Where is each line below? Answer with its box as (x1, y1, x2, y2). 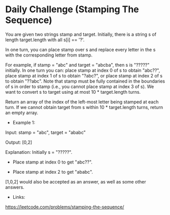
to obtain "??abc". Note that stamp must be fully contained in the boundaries (5, 78, 165, 84)
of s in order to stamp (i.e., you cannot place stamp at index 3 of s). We (5, 83, 154, 90)
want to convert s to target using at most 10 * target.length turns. (5, 89, 141, 95)
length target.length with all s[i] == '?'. (5, 37, 85, 43)
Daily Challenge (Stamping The (5, 4, 139, 15)
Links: (12, 194, 25, 200)
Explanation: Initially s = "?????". (5, 149, 73, 155)
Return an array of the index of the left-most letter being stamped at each (5, 98, 159, 105)
